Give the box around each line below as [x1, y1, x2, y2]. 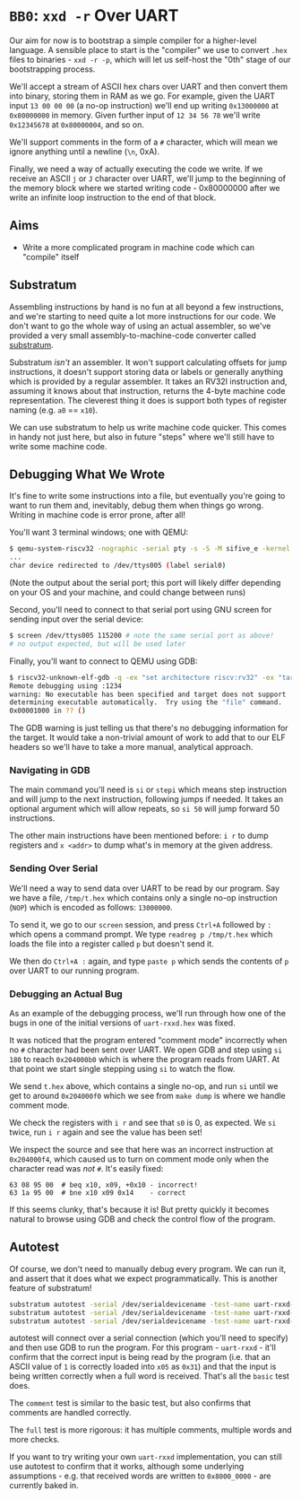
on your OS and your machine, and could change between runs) [9, 587, 246, 597]
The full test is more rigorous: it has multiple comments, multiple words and [9, 1425, 292, 1435]
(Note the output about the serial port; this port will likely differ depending [9, 578, 281, 588]
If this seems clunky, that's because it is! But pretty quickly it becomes [9, 1204, 270, 1216]
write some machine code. [9, 440, 107, 451]
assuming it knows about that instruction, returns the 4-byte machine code [9, 385, 286, 396]
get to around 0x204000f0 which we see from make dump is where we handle [9, 1091, 287, 1102]
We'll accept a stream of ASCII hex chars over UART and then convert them [9, 81, 288, 92]
